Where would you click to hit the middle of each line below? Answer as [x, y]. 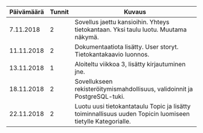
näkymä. [87, 37]
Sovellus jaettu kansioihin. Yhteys [122, 22]
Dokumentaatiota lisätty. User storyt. [127, 47]
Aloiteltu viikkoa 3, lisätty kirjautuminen [130, 64]
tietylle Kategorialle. [103, 121]
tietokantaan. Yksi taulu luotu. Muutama [131, 29]
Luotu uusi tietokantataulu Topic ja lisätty [133, 106]
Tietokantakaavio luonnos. [112, 54]
